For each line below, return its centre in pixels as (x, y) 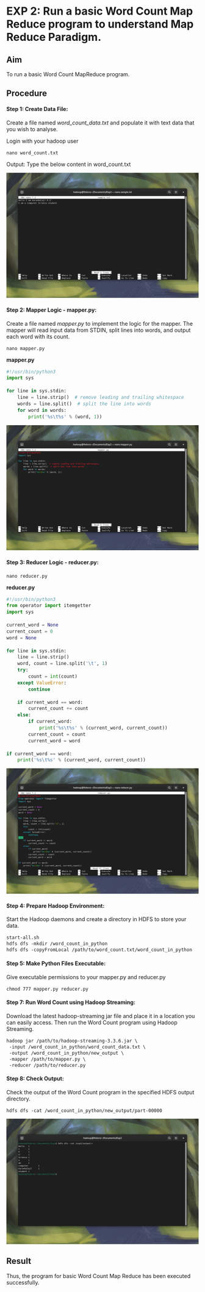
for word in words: (42, 410)
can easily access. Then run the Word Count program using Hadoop (92, 1022)
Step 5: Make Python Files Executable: (56, 963)
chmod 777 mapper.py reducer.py (47, 989)
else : (24, 715)
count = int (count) (53, 677)
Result (19, 1261)
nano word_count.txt (33, 153)
